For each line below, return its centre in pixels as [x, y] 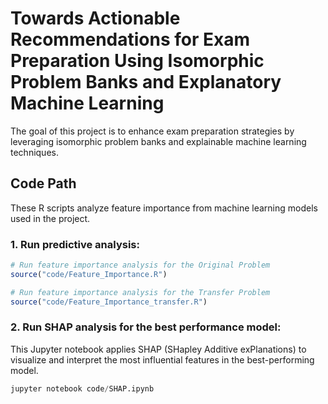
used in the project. [50, 218]
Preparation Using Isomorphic [137, 61]
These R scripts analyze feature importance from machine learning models [164, 208]
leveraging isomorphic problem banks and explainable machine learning [158, 141]
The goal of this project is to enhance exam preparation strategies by [152, 131]
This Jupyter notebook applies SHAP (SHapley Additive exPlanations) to [158, 349]
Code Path [43, 183]
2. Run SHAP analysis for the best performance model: [146, 327]
